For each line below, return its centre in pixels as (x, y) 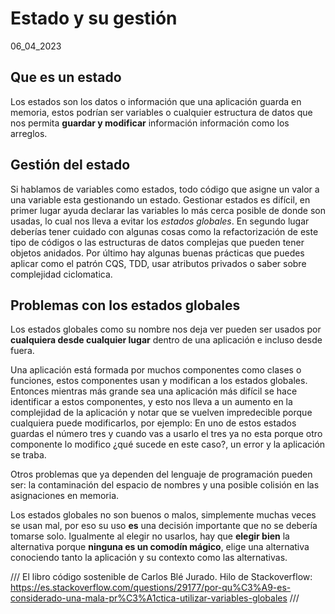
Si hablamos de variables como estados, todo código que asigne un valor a (165, 189)
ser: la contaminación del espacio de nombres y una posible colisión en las (165, 485)
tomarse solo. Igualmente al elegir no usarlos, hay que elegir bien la (150, 536)
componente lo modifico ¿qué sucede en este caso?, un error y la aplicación (168, 444)
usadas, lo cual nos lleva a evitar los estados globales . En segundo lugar (160, 221)
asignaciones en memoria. (65, 496)
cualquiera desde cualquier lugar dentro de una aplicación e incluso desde (166, 340)
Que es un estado (66, 77)
